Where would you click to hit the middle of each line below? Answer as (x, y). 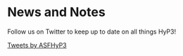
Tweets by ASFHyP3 (37, 45)
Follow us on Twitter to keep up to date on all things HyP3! (92, 31)
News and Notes (56, 12)
